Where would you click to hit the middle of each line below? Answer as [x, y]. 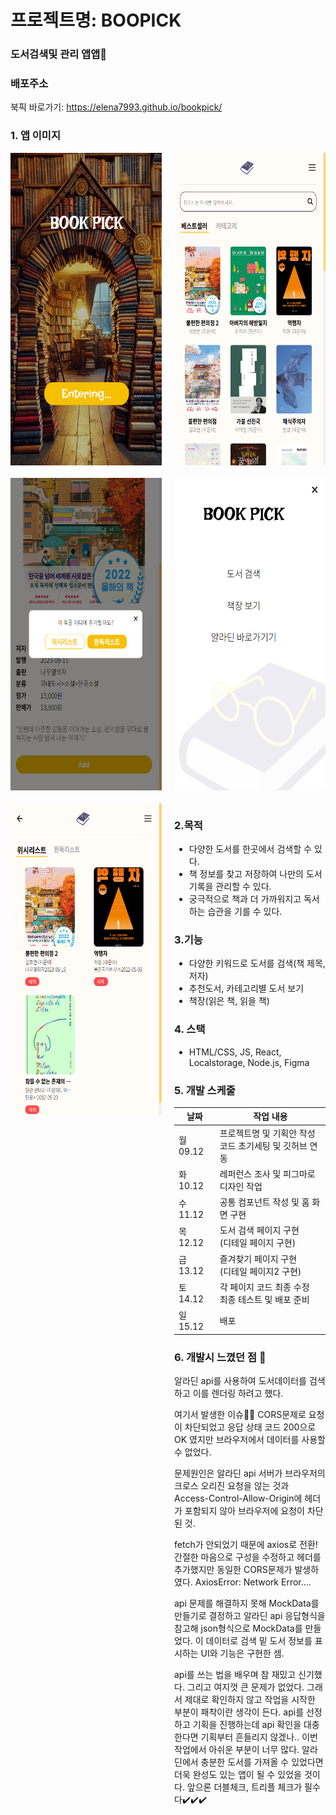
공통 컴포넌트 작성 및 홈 [264, 1202]
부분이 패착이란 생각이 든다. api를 [239, 1712]
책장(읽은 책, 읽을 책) [229, 1001]
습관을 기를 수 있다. [245, 911]
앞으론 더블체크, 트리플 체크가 [244, 1787]
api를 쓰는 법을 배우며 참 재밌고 [235, 1674]
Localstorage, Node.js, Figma [249, 1062]
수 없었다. [193, 1452]
